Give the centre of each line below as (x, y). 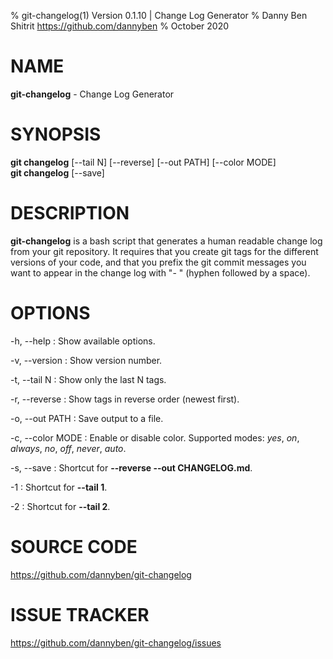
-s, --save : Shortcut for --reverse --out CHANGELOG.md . (131, 467)
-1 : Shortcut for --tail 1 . (59, 487)
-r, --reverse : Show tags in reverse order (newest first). (125, 399)
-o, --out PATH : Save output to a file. (87, 418)
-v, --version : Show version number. (86, 360)
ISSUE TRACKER (80, 614)
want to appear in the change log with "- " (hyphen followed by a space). (160, 272)
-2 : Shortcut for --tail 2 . (60, 506)
